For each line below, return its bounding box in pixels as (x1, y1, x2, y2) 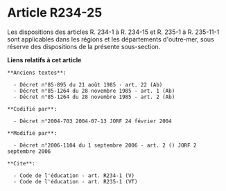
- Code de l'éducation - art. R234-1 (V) (13, 172, 135, 179)
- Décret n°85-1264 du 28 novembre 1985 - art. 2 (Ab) (13, 93, 175, 100)
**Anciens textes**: (7, 69, 67, 76)
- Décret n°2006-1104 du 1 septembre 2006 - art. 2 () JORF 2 (13, 142, 197, 149)
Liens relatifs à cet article (7, 55, 82, 64)
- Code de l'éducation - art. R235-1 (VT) (13, 178, 138, 185)
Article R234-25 (7, 5, 103, 21)
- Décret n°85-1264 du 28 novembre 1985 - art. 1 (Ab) (13, 87, 175, 94)
